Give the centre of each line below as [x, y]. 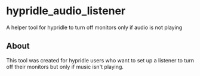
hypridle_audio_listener [66, 11]
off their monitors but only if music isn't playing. [65, 66]
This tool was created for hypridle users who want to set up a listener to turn [100, 60]
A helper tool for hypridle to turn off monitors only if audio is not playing [94, 27]
